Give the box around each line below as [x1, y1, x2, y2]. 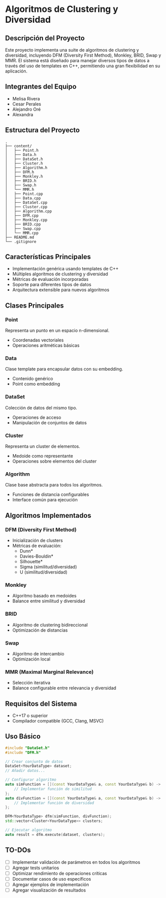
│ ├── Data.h [5, 152, 37, 157]
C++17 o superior [12, 713, 48, 719]
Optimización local [12, 656, 51, 662]
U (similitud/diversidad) [19, 569, 68, 575]
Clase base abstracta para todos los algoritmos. [5, 482, 103, 488]
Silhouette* [19, 559, 43, 565]
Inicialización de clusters [12, 538, 63, 543]
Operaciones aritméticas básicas [12, 342, 80, 348]
